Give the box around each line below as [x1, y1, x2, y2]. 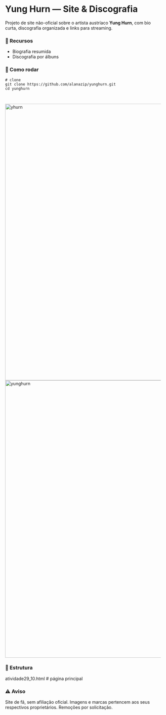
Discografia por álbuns [12, 54, 59, 60]
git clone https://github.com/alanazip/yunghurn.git [5, 81, 116, 87]
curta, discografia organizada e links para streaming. [5, 25, 113, 31]
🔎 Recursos [5, 37, 33, 44]
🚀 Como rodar [5, 66, 39, 73]
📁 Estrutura [5, 664, 33, 671]
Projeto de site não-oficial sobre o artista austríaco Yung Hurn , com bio [5, 20, 151, 26]
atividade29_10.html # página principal [5, 675, 83, 681]
